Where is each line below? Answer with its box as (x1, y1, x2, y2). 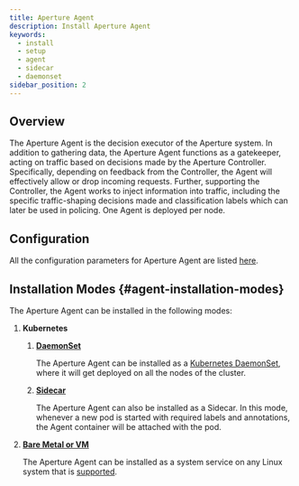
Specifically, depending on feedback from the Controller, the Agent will (9, 166, 273, 177)
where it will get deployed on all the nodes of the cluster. (35, 368, 246, 379)
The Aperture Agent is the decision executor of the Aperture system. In (9, 137, 273, 149)
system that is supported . (22, 466, 118, 477)
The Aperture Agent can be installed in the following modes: (9, 305, 232, 316)
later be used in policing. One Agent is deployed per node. (9, 205, 226, 216)
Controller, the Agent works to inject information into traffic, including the (9, 186, 281, 197)
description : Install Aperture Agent (9, 22, 151, 31)
